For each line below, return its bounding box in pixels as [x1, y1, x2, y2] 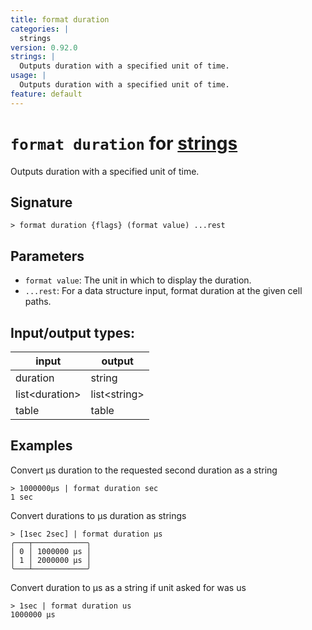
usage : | [10, 71, 47, 81]
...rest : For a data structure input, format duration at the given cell [24, 285, 303, 297]
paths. [24, 296, 52, 308]
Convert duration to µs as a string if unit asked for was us [10, 581, 247, 593]
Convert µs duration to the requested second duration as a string [10, 464, 278, 476]
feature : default [10, 89, 83, 99]
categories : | [10, 24, 70, 34]
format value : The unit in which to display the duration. [24, 274, 252, 286]
